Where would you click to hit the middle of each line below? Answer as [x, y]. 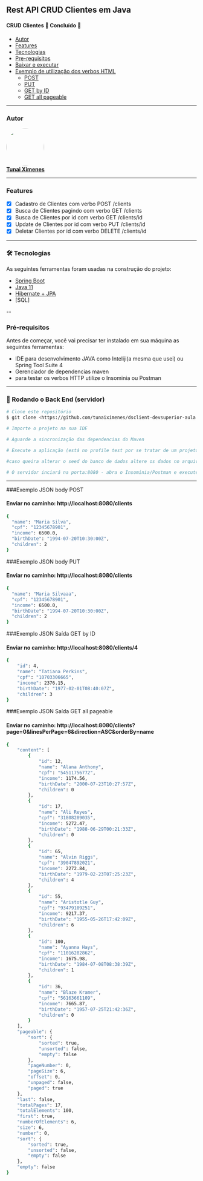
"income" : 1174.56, [63, 778]
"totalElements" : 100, [46, 1111]
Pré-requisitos [28, 327]
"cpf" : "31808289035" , [67, 817]
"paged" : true [46, 1088]
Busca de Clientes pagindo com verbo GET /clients [78, 211]
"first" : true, [36, 1116]
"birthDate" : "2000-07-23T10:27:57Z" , [87, 784]
